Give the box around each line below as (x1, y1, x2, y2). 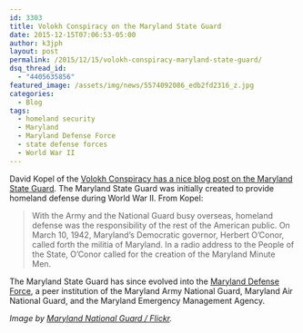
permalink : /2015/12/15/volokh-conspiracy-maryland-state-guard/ (9, 55, 262, 64)
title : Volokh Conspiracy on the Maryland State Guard (9, 22, 222, 31)
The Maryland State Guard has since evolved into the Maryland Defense (9, 276, 280, 287)
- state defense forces (17, 140, 107, 149)
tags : (9, 106, 30, 115)
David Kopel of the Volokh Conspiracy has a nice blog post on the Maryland (9, 173, 293, 184)
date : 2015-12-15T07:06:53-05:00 (9, 30, 136, 39)
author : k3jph (9, 38, 64, 48)
